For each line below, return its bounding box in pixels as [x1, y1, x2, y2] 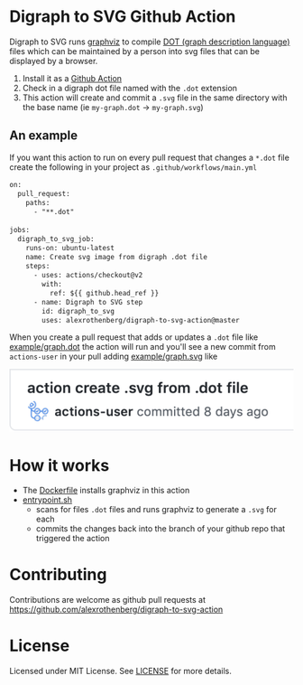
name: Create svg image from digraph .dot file [25, 252, 207, 261]
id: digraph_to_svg [41, 306, 115, 315]
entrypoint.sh [22, 494, 73, 505]
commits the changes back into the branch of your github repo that [35, 523, 286, 534]
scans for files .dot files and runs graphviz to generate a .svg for [35, 504, 277, 515]
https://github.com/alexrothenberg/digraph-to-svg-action [9, 604, 224, 615]
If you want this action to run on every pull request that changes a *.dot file [9, 152, 290, 163]
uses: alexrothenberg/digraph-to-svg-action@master [41, 315, 241, 324]
